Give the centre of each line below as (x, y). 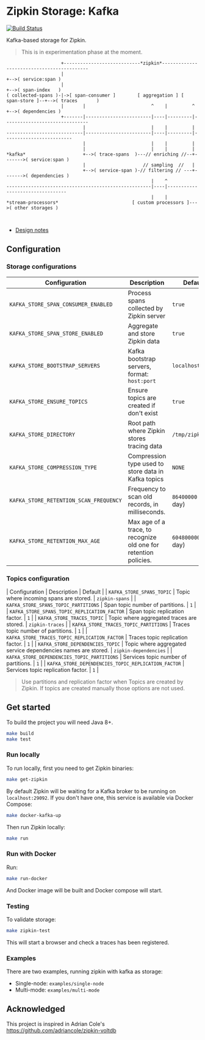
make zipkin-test (28, 930)
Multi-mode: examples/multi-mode (57, 990)
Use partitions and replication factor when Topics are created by (102, 682)
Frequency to (147, 489)
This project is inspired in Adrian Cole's (56, 1023)
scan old (140, 496)
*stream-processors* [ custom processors (95, 202)
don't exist (143, 413)
